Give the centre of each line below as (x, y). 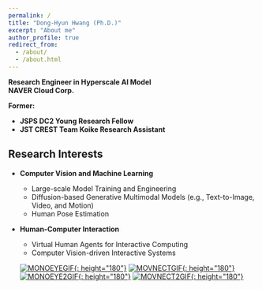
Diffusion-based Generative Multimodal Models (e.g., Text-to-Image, (143, 197)
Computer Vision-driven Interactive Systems (103, 253)
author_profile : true (44, 38)
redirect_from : (33, 45)
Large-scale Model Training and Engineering (104, 188)
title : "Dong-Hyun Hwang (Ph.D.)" (65, 23)
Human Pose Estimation (70, 213)
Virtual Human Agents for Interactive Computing (110, 244)
